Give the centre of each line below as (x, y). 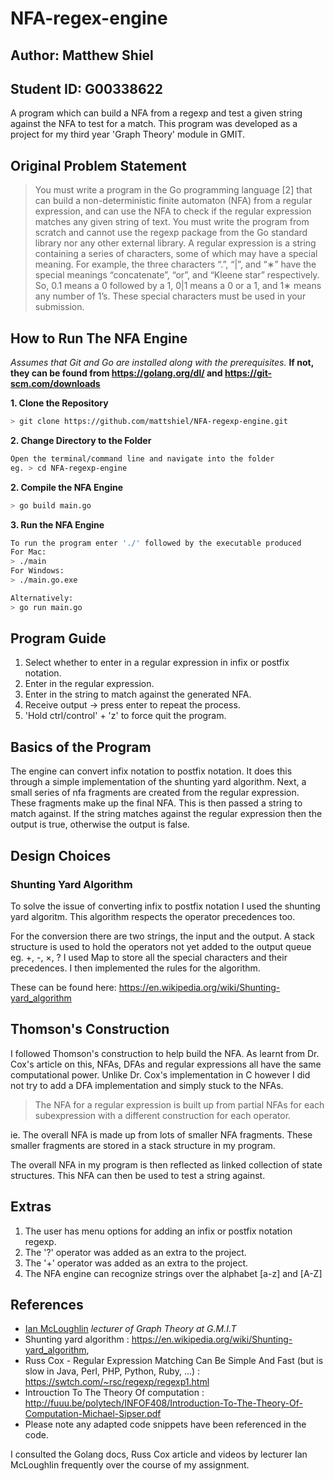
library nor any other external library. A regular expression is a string (175, 243)
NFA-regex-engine (89, 18)
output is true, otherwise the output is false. (100, 824)
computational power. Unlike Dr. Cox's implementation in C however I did (160, 1074)
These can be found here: (63, 987)
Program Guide (58, 638)
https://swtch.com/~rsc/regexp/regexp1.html (117, 1382)
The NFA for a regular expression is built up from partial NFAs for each (179, 1104)
